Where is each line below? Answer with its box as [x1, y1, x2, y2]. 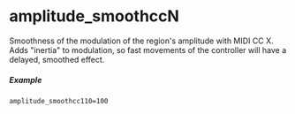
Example [9, 74, 42, 85]
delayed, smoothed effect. [9, 54, 105, 65]
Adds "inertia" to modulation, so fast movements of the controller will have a [9, 44, 287, 55]
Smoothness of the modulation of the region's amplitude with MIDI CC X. [9, 35, 274, 46]
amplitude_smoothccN [9, 6, 179, 27]
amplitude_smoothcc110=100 [9, 96, 109, 105]
